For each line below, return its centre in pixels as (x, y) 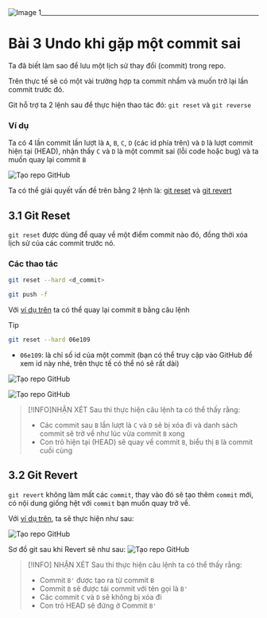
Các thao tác (33, 263)
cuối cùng (56, 450)
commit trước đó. (37, 89)
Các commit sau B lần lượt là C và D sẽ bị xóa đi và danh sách (139, 425)
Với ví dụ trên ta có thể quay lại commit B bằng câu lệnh (99, 310)
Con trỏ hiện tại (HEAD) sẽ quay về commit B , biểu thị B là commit (146, 441)
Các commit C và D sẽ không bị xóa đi (101, 597)
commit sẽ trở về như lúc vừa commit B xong (112, 433)
